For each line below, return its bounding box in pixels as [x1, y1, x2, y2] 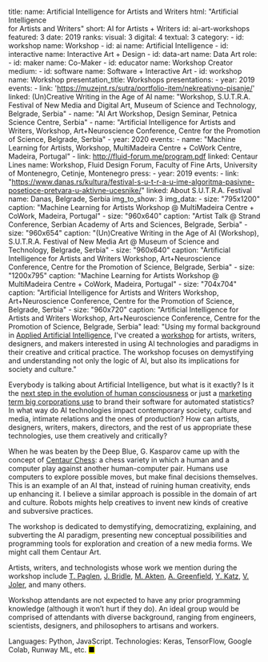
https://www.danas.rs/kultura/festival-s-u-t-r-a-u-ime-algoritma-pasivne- [11, 177, 255, 187]
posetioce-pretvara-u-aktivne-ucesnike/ [8, 186, 142, 195]
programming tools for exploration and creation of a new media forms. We [8, 539, 253, 548]
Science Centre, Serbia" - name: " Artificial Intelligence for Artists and [8, 118, 236, 127]
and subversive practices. [8, 507, 94, 515]
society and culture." [8, 365, 77, 373]
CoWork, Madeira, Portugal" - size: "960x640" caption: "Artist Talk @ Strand [8, 212, 261, 220]
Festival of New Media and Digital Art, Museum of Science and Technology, [8, 100, 258, 110]
